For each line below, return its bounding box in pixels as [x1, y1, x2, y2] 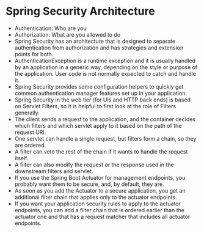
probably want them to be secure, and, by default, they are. [14, 180, 164, 188]
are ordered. [14, 141, 46, 149]
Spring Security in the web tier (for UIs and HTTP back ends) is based [14, 96, 191, 103]
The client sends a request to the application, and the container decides [14, 115, 196, 123]
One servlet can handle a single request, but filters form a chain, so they [14, 135, 197, 142]
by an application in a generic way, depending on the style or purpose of [14, 63, 198, 71]
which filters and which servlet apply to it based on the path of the [14, 122, 182, 129]
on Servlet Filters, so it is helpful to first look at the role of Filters [14, 102, 177, 109]
